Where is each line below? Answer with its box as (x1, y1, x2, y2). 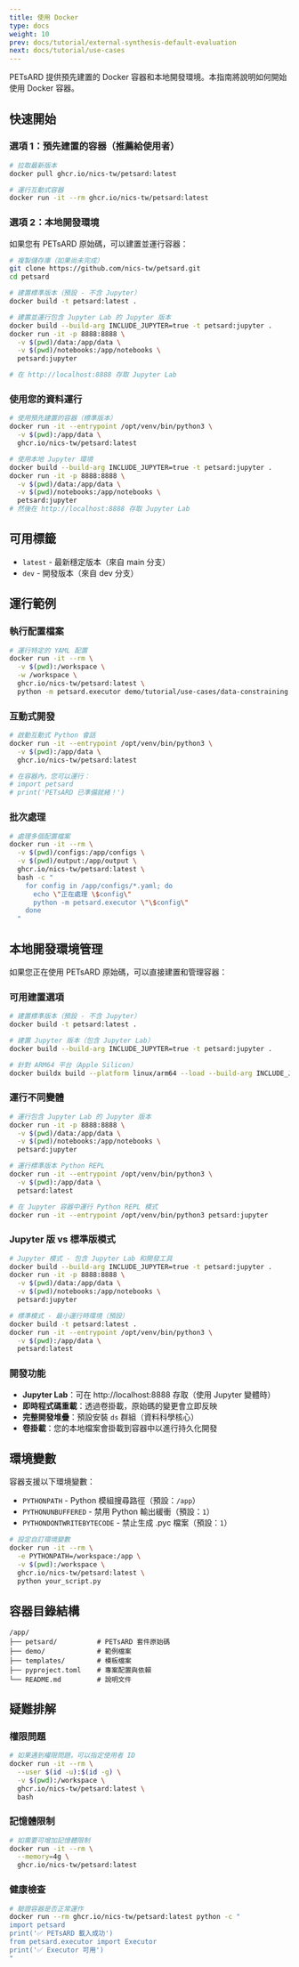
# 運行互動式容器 (9, 185, 64, 194)
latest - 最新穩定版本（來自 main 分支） (21, 556, 171, 567)
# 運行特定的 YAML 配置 (9, 646, 88, 655)
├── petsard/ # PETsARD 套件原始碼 (9, 1637, 171, 1647)
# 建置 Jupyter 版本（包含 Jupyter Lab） (9, 1036, 154, 1045)
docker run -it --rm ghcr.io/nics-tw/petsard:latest (9, 193, 209, 203)
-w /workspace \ (17, 671, 77, 680)
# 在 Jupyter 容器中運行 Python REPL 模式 (9, 1202, 158, 1211)
